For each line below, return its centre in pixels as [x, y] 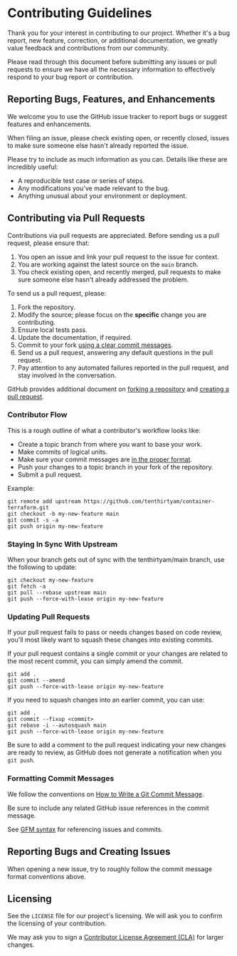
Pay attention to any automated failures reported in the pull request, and [123, 368]
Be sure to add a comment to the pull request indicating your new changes [117, 745]
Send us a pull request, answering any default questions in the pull [115, 352]
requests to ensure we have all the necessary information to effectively [111, 69]
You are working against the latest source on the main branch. [108, 264]
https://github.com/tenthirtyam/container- [149, 501]
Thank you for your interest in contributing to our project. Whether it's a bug [118, 33]
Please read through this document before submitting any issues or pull [112, 61]
